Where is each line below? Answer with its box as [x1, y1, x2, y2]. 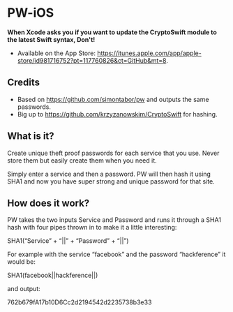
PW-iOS [7, 5, 54, 21]
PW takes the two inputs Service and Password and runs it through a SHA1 [7, 216, 222, 224]
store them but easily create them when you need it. [7, 156, 157, 165]
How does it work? [7, 197, 90, 209]
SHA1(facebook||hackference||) [7, 271, 98, 280]
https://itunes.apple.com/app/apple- [97, 49, 202, 57]
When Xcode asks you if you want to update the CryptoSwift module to [7, 28, 218, 36]
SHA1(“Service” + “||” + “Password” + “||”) [7, 237, 129, 245]
